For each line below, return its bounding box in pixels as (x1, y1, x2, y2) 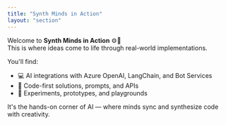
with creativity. (7, 110, 51, 118)
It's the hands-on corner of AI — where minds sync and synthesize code (7, 103, 219, 111)
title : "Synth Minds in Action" (7, 10, 102, 18)
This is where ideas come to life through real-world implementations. (7, 44, 208, 52)
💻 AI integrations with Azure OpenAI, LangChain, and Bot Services (17, 71, 213, 79)
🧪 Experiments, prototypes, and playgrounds (17, 88, 148, 97)
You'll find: (7, 57, 39, 65)
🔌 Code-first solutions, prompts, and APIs (17, 81, 139, 90)
